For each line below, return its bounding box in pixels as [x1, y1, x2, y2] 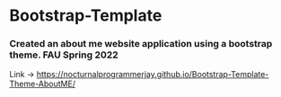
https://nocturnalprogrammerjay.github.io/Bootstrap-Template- [36, 69, 269, 80]
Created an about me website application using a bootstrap [9, 38, 273, 50]
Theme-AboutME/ [9, 78, 76, 90]
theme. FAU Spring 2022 [9, 48, 119, 61]
